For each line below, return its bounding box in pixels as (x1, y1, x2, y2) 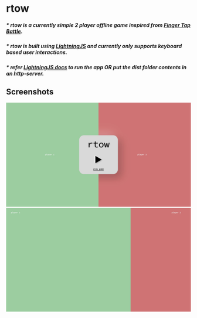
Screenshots (6, 87, 54, 97)
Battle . (6, 28, 23, 35)
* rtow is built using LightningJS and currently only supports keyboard (6, 43, 182, 50)
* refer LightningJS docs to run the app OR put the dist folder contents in (6, 63, 186, 70)
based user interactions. (6, 49, 67, 56)
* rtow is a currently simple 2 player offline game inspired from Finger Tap (6, 21, 191, 28)
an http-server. (6, 70, 45, 77)
